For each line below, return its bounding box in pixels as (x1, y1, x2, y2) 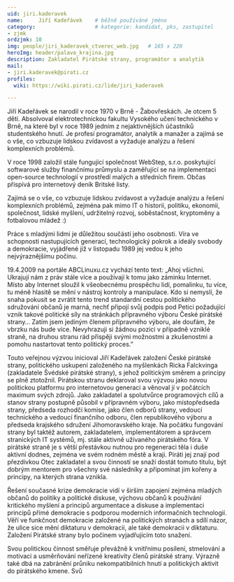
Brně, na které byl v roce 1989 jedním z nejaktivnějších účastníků (7, 122, 194, 130)
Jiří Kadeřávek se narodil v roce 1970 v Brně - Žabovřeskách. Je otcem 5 (7, 107, 217, 116)
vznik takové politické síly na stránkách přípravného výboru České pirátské (7, 310, 223, 319)
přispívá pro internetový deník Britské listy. (7, 180, 131, 189)
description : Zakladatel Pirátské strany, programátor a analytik (7, 56, 205, 63)
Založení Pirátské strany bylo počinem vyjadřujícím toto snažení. (7, 531, 192, 539)
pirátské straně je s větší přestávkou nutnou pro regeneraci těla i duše (7, 443, 208, 452)
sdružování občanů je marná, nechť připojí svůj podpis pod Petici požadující (7, 303, 226, 312)
